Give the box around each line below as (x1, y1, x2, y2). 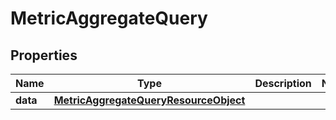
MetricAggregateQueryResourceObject (53, 93, 246, 107)
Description (254, 77, 312, 90)
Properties (10, 47, 78, 64)
